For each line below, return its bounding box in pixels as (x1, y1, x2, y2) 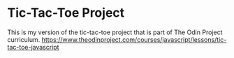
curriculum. (7, 35, 41, 43)
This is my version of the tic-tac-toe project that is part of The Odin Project (7, 28, 223, 36)
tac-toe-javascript (7, 43, 59, 51)
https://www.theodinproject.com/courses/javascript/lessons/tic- (41, 35, 227, 43)
